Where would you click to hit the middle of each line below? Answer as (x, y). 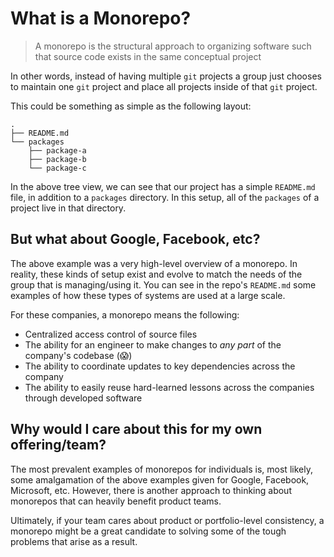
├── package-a (57, 150)
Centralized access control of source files (111, 334)
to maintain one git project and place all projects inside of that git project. (164, 86)
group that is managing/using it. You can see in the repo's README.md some (163, 284)
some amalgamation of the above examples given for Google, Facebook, (160, 479)
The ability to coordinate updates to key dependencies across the (160, 366)
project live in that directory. (68, 208)
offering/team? (58, 445)
